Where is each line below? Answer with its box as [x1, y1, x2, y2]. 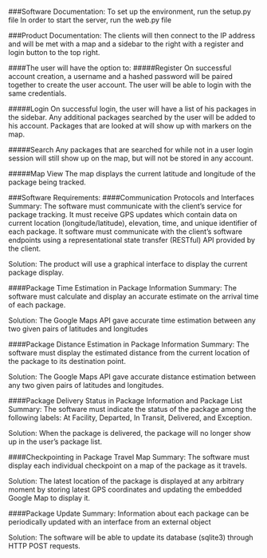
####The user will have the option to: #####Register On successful [8, 63, 232, 73]
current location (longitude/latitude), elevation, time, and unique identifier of [8, 219, 257, 228]
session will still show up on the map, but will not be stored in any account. [8, 153, 253, 163]
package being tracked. [8, 177, 86, 187]
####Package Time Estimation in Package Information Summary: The [8, 283, 238, 292]
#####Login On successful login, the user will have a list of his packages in [8, 104, 257, 113]
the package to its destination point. [8, 357, 126, 366]
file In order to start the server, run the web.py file [8, 15, 172, 25]
